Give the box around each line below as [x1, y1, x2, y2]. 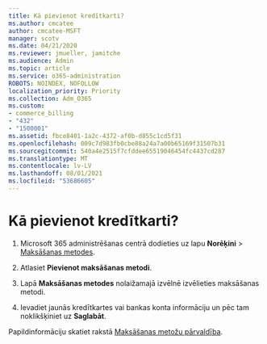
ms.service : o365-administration [8, 72, 121, 80]
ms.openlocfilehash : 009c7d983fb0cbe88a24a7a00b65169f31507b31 [8, 139, 226, 148]
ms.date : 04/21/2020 [8, 42, 78, 50]
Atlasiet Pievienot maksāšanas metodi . [19, 262, 152, 272]
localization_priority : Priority [8, 86, 121, 95]
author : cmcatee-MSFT [8, 27, 81, 35]
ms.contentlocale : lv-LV [8, 162, 92, 170]
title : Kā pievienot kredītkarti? [8, 11, 125, 20]
